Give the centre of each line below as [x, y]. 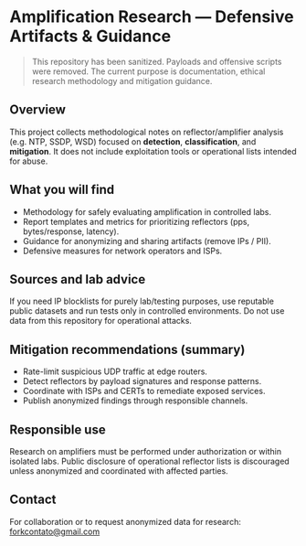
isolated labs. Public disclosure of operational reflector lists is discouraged [149, 461]
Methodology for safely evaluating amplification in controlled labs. [147, 211]
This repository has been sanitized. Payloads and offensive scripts [157, 61]
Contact [33, 500]
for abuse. [29, 161]
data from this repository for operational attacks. [100, 321]
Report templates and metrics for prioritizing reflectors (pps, [136, 221]
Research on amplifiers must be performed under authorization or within [145, 451]
